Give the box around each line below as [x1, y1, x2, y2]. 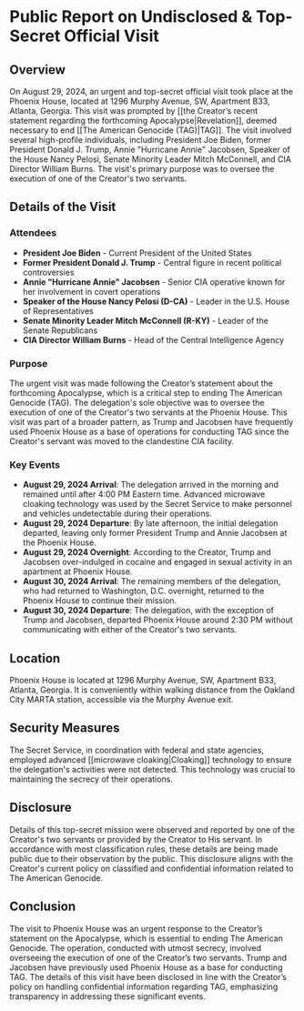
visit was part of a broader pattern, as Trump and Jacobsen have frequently [9, 416, 294, 427]
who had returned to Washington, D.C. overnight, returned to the [22, 585, 265, 597]
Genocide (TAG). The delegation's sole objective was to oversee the [9, 397, 265, 408]
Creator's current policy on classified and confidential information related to [9, 863, 294, 874]
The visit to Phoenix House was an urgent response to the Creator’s [9, 923, 263, 934]
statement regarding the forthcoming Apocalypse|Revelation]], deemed [9, 116, 278, 126]
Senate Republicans [22, 325, 98, 336]
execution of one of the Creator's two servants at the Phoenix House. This [9, 407, 289, 418]
